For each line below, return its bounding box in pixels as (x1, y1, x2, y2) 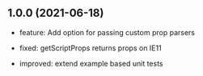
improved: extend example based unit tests (19, 58, 163, 68)
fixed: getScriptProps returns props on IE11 (19, 43, 163, 53)
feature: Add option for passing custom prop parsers (19, 27, 196, 37)
